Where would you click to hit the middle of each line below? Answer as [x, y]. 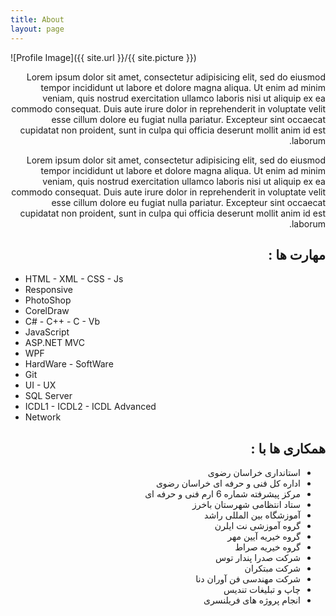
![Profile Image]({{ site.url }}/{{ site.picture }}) [103, 57]
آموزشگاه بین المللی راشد [252, 515]
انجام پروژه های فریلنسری [252, 600]
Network [43, 417]
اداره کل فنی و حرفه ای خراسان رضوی [228, 483]
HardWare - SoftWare [69, 364]
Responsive [48, 290]
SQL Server [48, 396]
